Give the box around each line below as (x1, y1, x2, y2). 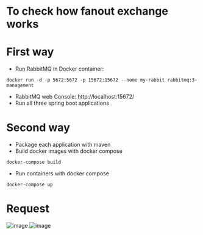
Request (6, 202, 50, 216)
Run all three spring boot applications (15, 99, 110, 107)
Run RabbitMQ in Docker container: (15, 65, 104, 72)
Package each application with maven (15, 141, 111, 149)
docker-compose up (6, 181, 53, 188)
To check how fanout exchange (6, 4, 169, 18)
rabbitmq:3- (167, 77, 198, 83)
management (6, 82, 34, 89)
